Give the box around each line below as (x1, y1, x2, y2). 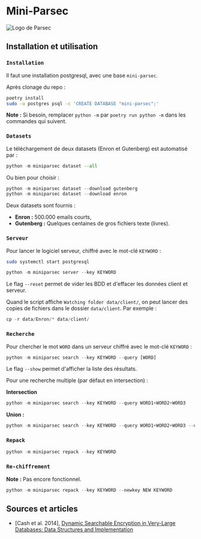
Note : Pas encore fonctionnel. (6, 475, 82, 483)
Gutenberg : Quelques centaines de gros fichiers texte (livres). (14, 220, 170, 227)
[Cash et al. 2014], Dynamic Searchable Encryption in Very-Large (14, 520, 176, 527)
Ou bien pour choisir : (6, 174, 60, 181)
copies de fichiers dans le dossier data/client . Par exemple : (6, 305, 157, 312)
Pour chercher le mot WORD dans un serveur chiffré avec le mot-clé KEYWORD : (6, 343, 193, 350)
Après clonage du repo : (6, 83, 66, 91)
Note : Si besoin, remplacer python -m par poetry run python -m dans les (6, 111, 186, 118)
